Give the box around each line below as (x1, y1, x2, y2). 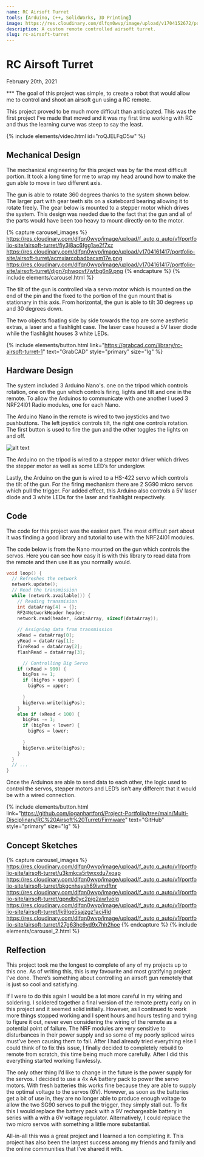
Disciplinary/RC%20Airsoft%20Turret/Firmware (6, 816, 126, 824)
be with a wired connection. (6, 792, 76, 799)
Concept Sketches (6, 840, 78, 851)
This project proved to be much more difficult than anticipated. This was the (6, 108, 196, 116)
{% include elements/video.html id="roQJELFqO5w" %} (6, 133, 146, 140)
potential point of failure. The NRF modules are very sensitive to (6, 1024, 166, 1032)
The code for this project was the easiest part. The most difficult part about (6, 527, 195, 534)
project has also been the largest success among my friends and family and (6, 1138, 196, 1146)
